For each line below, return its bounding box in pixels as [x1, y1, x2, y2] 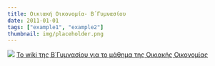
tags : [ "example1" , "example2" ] [7, 23, 104, 31]
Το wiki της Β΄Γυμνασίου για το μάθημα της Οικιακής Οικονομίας [16, 50, 209, 59]
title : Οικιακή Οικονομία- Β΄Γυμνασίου [7, 10, 126, 18]
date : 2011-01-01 [7, 17, 59, 24]
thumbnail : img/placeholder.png [7, 30, 104, 38]
